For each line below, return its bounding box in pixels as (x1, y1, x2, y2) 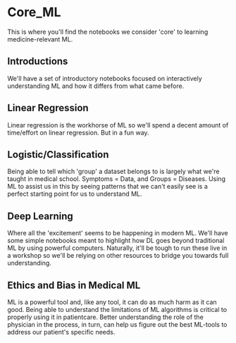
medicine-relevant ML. (7, 35, 73, 43)
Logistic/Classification (7, 149, 109, 161)
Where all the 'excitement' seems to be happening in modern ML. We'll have (7, 229, 229, 237)
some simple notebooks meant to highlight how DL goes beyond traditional (7, 237, 225, 245)
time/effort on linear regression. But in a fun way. (7, 128, 149, 137)
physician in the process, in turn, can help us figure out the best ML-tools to (7, 320, 228, 328)
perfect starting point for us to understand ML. (7, 189, 142, 198)
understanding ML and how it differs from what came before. (7, 82, 185, 90)
